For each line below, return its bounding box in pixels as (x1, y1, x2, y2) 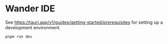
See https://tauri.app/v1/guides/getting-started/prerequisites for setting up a (5, 19, 163, 25)
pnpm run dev (5, 34, 33, 39)
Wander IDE (5, 3, 55, 14)
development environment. (5, 24, 61, 30)
